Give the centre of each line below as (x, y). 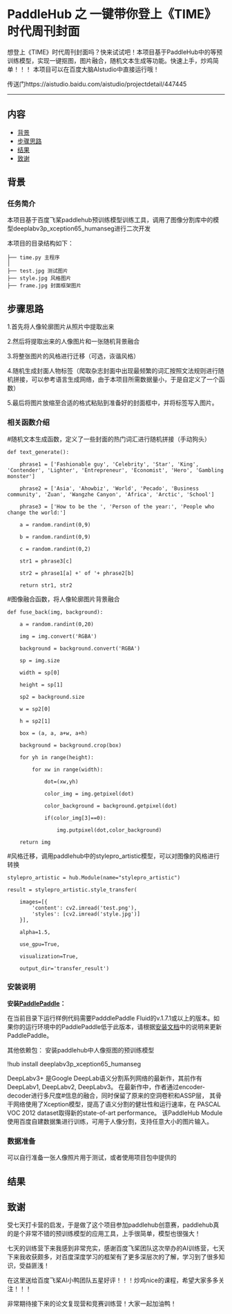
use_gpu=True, (40, 944)
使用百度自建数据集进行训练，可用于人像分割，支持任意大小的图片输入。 (110, 1121)
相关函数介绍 (29, 423)
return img (35, 842)
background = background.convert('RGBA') (80, 648)
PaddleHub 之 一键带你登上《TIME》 (112, 14)
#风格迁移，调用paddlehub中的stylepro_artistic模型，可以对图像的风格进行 (114, 856)
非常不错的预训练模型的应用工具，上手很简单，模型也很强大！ (113, 1234)
